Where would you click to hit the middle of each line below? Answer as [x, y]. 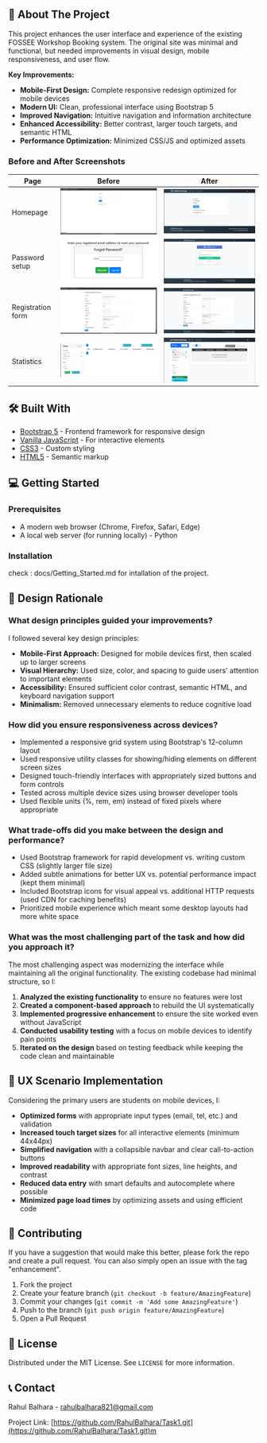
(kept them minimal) [52, 882]
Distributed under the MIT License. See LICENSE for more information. [121, 1363]
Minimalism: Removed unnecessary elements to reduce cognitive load [135, 704]
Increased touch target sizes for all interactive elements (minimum [130, 1132]
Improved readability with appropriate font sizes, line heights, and [128, 1166]
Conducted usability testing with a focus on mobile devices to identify [136, 1030]
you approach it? [41, 947]
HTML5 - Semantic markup [64, 457]
